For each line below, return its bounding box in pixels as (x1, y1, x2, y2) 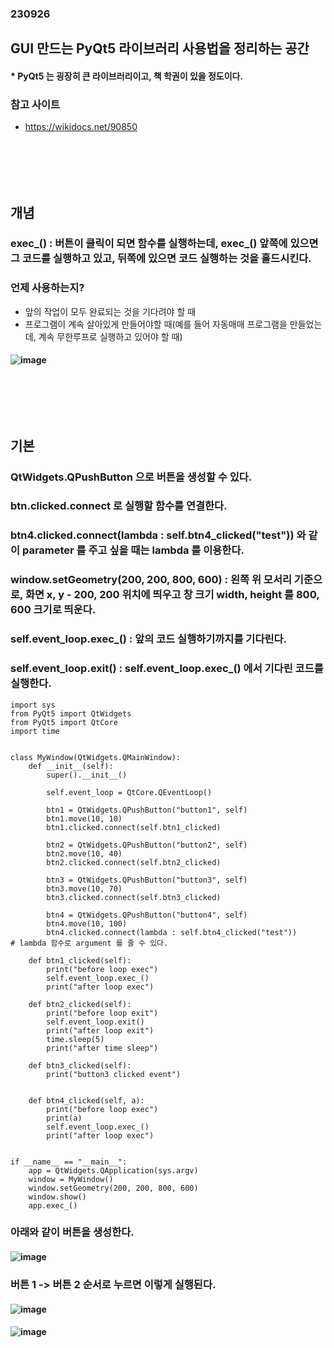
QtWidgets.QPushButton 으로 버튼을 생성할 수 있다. (10, 470, 253, 484)
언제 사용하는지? (10, 281, 85, 295)
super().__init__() (46, 770, 128, 780)
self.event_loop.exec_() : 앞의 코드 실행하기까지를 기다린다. (10, 632, 288, 646)
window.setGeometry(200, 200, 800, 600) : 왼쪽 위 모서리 (10, 573, 292, 587)
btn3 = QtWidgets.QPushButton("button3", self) (46, 875, 248, 885)
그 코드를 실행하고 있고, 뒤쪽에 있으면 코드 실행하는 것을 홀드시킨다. (10, 252, 312, 266)
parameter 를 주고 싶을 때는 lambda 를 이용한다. (21, 543, 245, 557)
